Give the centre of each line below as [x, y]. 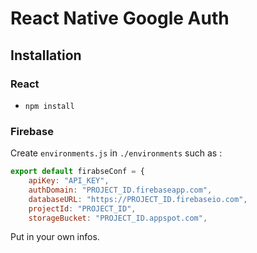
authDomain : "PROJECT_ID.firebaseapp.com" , [120, 190]
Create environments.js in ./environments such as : [116, 153]
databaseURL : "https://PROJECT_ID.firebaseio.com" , [138, 199]
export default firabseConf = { [77, 172]
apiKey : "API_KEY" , [69, 181]
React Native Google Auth [120, 18]
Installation [46, 55]
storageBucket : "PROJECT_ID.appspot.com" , [118, 218]
